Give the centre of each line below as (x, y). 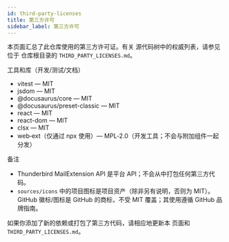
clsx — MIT (33, 128)
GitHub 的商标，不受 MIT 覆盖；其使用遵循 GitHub (144, 200)
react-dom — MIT (42, 121)
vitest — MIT (35, 84)
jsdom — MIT (36, 91)
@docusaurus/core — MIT (54, 99)
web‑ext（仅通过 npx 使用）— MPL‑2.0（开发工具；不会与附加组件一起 (118, 136)
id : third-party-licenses (44, 13)
